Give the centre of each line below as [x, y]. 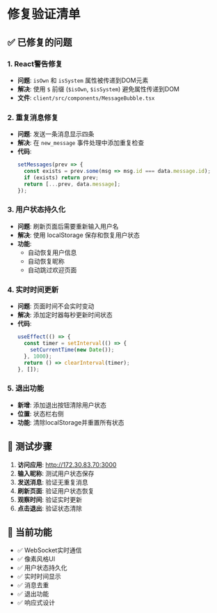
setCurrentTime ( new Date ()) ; [72, 349]
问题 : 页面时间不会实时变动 [56, 306]
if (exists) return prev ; [61, 177]
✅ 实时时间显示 [39, 577]
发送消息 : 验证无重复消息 [53, 482]
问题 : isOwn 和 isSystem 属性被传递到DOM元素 [83, 80]
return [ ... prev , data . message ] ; [72, 184]
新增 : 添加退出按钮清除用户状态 [62, 404]
